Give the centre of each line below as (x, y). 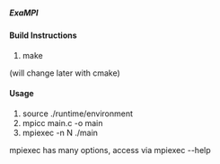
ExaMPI (24, 13)
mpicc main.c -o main (62, 123)
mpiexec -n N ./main (60, 132)
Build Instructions (44, 35)
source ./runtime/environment (77, 114)
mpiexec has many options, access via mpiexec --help (110, 150)
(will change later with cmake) (65, 73)
